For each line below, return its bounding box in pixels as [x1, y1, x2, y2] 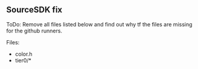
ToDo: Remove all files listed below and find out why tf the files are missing [6, 20, 193, 28]
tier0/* [14, 56, 32, 64]
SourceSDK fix [6, 5, 63, 15]
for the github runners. [6, 27, 62, 34]
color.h [14, 50, 33, 58]
